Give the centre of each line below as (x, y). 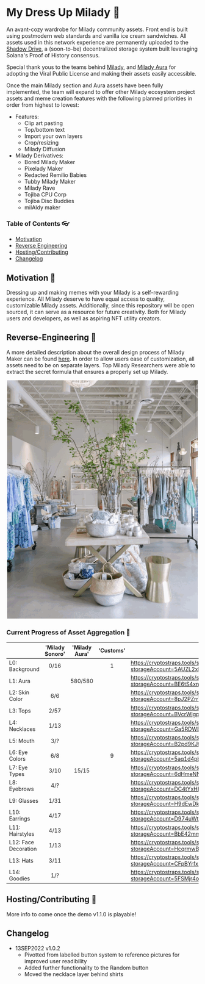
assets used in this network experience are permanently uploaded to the (98, 42)
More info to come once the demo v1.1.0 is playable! (71, 914)
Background (24, 669)
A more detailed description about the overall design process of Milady (95, 352)
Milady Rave (40, 188)
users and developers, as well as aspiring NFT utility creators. (84, 318)
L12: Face (22, 842)
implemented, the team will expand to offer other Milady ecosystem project (101, 92)
